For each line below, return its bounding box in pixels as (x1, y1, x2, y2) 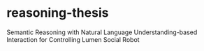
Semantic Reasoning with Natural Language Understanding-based (6, 28, 198, 36)
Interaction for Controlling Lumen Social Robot (6, 35, 140, 43)
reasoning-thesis (6, 5, 109, 21)
